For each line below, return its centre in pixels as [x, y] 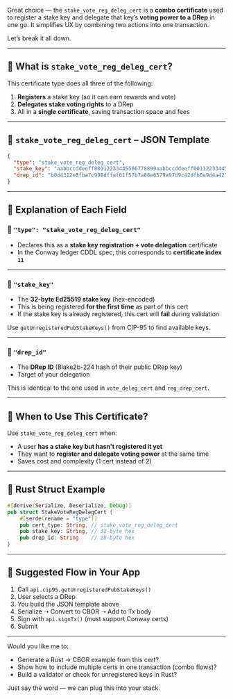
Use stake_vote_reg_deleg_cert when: [62, 433]
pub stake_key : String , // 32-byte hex [77, 532]
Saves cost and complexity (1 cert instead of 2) [84, 461]
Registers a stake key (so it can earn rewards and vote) [96, 97]
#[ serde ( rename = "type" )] [59, 518]
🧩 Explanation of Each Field [67, 210]
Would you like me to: [38, 646]
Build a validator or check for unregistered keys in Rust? [97, 674]
